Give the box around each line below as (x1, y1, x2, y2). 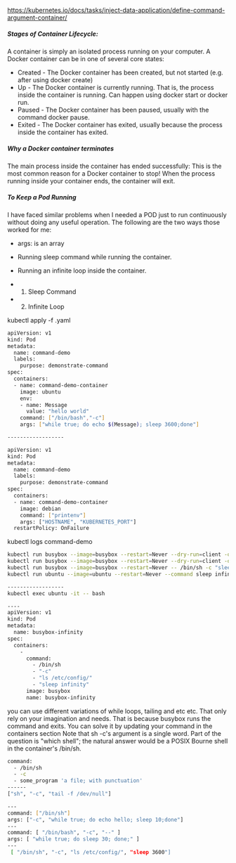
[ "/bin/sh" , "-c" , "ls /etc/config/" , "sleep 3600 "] (10, 849, 171, 856)
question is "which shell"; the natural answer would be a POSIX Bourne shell (7, 737, 228, 745)
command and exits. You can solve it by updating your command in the (7, 722, 213, 730)
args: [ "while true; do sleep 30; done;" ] (7, 836, 140, 843)
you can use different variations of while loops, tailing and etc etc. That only (7, 706, 227, 715)
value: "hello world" (25, 408, 90, 415)
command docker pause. (17, 112, 90, 122)
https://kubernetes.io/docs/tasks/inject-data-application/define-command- (7, 6, 225, 14)
